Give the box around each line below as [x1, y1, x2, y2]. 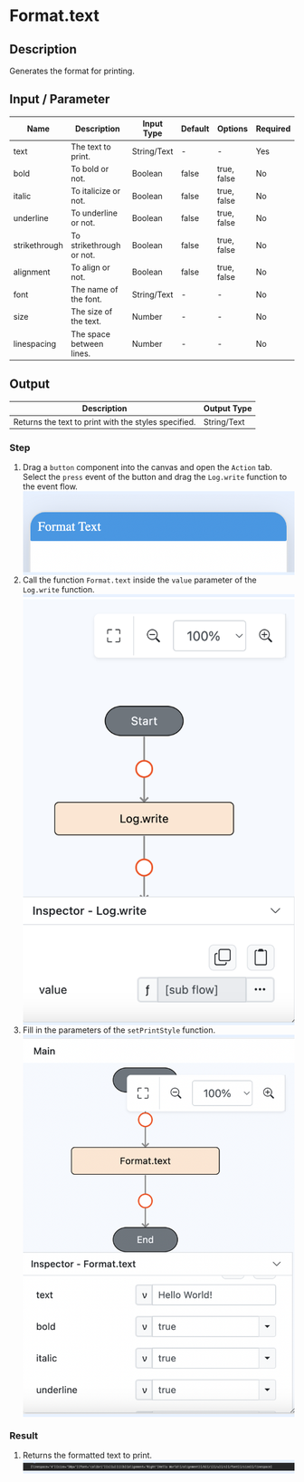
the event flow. [22, 481, 79, 492]
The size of [71, 306, 113, 317]
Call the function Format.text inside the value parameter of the [22, 574, 257, 585]
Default [180, 123, 210, 134]
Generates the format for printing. [9, 65, 136, 76]
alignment [13, 266, 51, 277]
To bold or [71, 163, 109, 174]
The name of [71, 284, 119, 295]
